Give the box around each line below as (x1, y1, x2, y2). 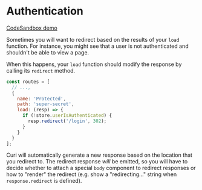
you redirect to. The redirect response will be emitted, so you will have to (6, 158, 188, 165)
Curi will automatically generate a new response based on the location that (6, 151, 192, 159)
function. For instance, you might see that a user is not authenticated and (6, 42, 189, 50)
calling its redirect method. (6, 67, 76, 74)
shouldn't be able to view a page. (6, 48, 90, 56)
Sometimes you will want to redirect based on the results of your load (6, 36, 180, 43)
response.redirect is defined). (6, 177, 82, 185)
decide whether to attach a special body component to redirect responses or (6, 165, 196, 172)
